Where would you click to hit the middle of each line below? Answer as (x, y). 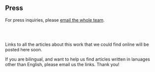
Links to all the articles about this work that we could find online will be (77, 44)
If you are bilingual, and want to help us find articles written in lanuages (78, 59)
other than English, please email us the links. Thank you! (62, 64)
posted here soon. (24, 49)
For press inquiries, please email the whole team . (55, 20)
